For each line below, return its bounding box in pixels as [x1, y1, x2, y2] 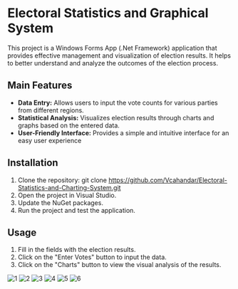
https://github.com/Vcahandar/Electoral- [108, 176, 228, 184]
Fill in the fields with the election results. [17, 246, 136, 254]
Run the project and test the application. [17, 206, 135, 214]
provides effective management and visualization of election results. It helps [7, 51, 232, 60]
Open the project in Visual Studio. [17, 191, 117, 199]
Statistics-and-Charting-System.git [17, 183, 121, 191]
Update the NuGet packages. [17, 198, 103, 207]
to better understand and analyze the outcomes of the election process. [7, 58, 219, 67]
